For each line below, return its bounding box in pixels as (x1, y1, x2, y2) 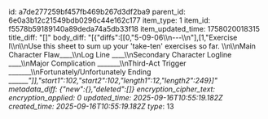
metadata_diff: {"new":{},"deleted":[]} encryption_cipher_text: (8, 84, 216, 94)
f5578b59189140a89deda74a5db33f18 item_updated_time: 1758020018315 (8, 24, 261, 33)
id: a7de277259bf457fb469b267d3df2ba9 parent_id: (8, 7, 186, 16)
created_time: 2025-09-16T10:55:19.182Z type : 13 (8, 101, 174, 111)
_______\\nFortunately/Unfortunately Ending (8, 67, 152, 76)
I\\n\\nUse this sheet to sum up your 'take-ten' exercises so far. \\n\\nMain (8, 41, 257, 51)
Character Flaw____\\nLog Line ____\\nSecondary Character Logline (8, 50, 232, 59)
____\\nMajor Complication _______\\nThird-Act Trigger (8, 58, 187, 68)
